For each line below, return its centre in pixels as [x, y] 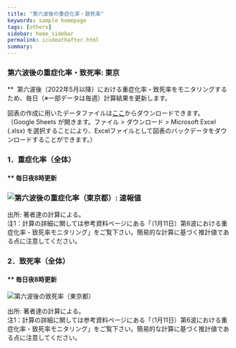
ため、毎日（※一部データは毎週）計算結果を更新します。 [89, 98]
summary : [20, 47]
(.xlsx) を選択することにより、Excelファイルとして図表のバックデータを [111, 131]
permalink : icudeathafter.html [53, 40]
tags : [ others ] [30, 27]
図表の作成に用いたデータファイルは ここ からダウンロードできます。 [106, 113]
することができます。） [64, 140]
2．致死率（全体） [39, 261]
